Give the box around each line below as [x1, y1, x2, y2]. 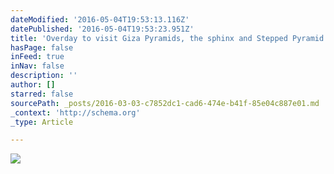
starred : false [10, 89, 74, 99]
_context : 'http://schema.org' [10, 107, 141, 118]
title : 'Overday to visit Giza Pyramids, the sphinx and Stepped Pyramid [10, 33, 325, 43]
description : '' [10, 71, 78, 81]
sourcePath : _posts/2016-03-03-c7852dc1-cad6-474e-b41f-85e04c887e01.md [10, 98, 320, 108]
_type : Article [10, 117, 74, 127]
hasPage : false [10, 42, 74, 53]
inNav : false [10, 61, 65, 71]
